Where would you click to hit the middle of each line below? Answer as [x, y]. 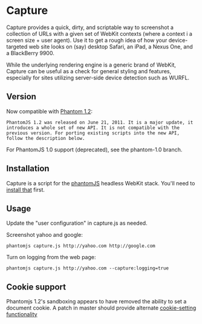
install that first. [26, 190]
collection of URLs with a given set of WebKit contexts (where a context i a [99, 33]
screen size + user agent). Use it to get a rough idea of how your [87, 40]
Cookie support [36, 287]
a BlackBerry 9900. [30, 53]
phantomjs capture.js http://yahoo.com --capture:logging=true [88, 268]
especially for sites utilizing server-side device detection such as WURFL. [98, 78]
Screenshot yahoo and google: [45, 235]
